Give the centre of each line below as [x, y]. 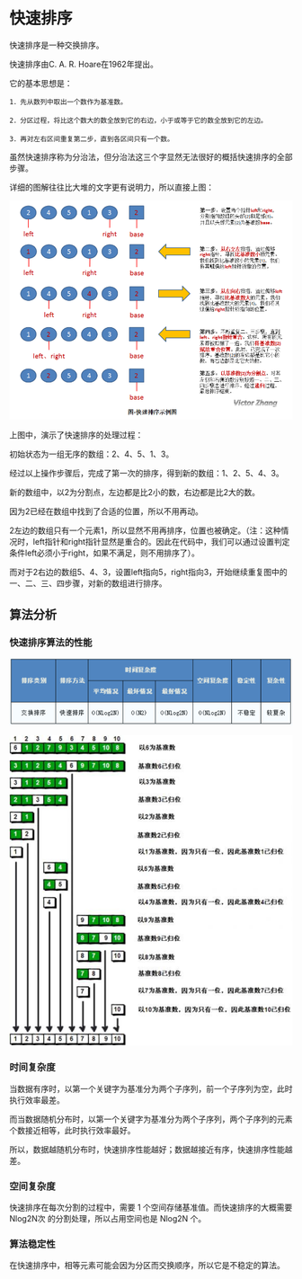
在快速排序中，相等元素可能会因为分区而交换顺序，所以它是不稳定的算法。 [147, 1266]
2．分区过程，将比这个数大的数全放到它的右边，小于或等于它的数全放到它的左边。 [138, 120]
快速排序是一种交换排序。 [57, 45]
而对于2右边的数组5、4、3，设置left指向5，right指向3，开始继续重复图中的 [148, 573]
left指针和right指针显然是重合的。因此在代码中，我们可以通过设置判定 [161, 542]
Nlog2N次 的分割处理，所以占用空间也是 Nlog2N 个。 [108, 1218]
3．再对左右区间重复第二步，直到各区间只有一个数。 [92, 139]
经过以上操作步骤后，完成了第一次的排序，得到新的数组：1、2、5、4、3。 [147, 474]
